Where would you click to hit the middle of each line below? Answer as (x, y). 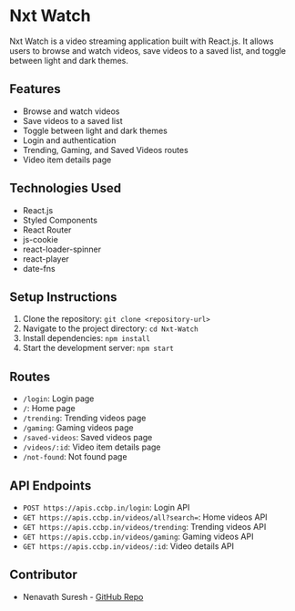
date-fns (39, 268)
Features (35, 89)
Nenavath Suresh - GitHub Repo (83, 596)
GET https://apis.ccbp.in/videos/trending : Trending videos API (144, 527)
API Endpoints (51, 486)
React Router (47, 230)
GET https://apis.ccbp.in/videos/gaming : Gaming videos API (138, 536)
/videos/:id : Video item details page (92, 447)
